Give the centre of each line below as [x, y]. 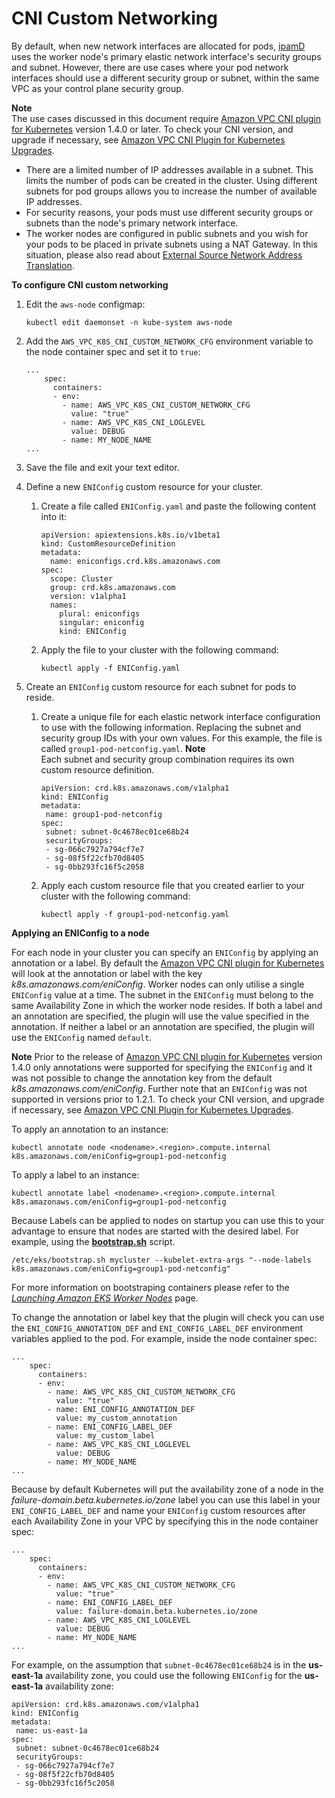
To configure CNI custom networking [90, 284]
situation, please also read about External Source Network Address [164, 254]
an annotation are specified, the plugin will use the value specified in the [160, 1016]
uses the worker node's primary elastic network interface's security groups [166, 56]
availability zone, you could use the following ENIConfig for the [174, 1675]
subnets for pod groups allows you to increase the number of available [171, 191]
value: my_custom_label [105, 1435]
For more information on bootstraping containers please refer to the [150, 1287]
